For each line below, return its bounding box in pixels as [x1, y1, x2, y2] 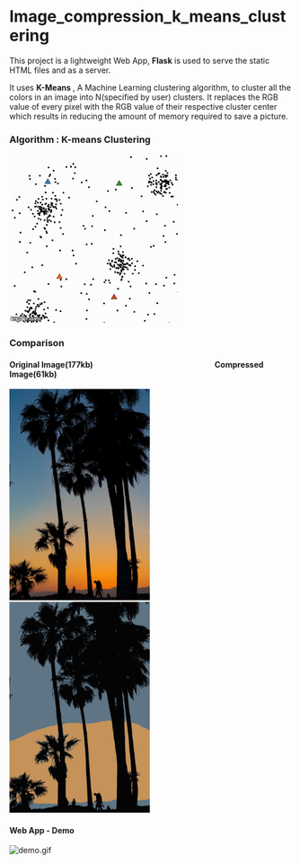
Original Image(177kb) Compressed [9, 359, 264, 370]
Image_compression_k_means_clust [9, 6, 287, 27]
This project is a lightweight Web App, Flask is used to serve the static [9, 55, 270, 66]
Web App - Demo [9, 824, 75, 835]
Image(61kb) [9, 369, 57, 379]
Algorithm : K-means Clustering [9, 133, 151, 146]
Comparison [9, 337, 65, 350]
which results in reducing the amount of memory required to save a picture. [9, 111, 289, 121]
